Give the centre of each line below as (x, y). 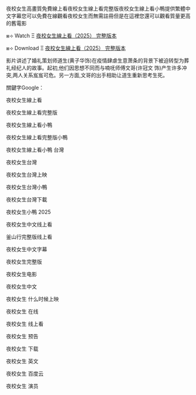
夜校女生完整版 (24, 262)
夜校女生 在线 (22, 311)
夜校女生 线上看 (25, 324)
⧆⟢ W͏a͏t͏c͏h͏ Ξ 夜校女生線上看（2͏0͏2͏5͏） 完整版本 (61, 36)
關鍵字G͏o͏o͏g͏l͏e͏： (25, 87)
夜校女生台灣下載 (27, 200)
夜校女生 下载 (22, 349)
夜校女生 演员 (22, 386)
